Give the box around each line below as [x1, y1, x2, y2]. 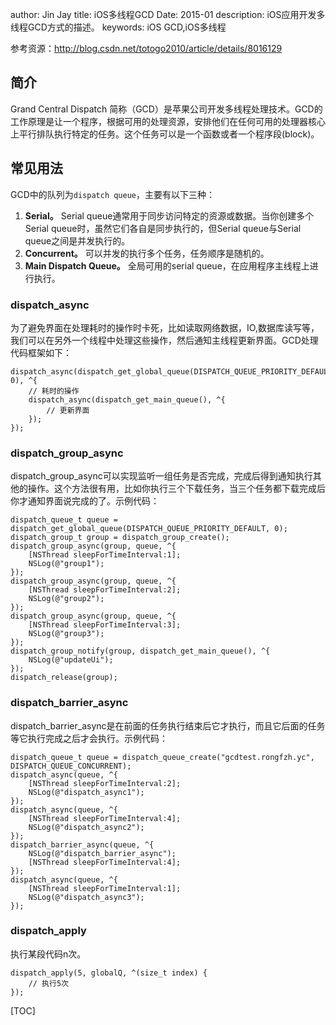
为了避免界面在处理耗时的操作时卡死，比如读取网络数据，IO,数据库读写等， [10, 321, 320, 333]
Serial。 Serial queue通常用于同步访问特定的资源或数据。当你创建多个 [24, 209, 315, 222]
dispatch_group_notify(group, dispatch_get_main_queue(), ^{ [10, 646, 271, 657]
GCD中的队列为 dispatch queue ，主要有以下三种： [10, 188, 216, 200]
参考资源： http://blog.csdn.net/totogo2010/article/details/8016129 [10, 43, 283, 54]
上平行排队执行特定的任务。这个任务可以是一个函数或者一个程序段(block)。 [10, 128, 320, 140]
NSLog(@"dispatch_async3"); [28, 892, 145, 902]
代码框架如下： [10, 346, 72, 358]
